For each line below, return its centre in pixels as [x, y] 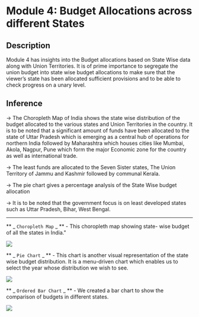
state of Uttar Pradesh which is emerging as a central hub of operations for [98, 137]
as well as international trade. [42, 156]
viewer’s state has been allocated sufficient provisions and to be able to [93, 79]
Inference [24, 104]
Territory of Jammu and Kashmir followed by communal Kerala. [83, 173]
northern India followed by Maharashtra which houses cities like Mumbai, [95, 143]
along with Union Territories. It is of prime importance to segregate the [92, 66]
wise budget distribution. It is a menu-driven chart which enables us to [92, 261]
